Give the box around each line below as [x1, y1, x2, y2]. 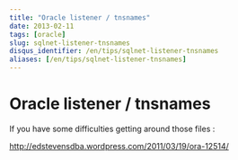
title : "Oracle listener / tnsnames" [9, 13, 151, 22]
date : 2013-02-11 [9, 22, 75, 31]
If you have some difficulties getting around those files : [9, 123, 216, 134]
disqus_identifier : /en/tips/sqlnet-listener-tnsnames [9, 47, 219, 56]
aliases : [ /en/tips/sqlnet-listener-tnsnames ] [9, 55, 187, 64]
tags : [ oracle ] [9, 30, 66, 39]
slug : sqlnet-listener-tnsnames [9, 38, 130, 48]
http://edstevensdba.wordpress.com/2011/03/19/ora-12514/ [9, 140, 229, 151]
